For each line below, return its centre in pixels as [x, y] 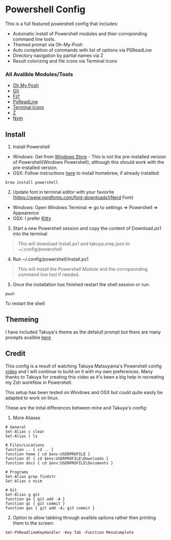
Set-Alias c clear [25, 432]
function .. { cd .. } [29, 450]
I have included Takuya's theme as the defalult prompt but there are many [83, 332]
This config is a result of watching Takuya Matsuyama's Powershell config [84, 366]
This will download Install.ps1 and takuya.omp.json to [74, 244]
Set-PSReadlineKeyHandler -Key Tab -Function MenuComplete [70, 532]
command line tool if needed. [49, 275]
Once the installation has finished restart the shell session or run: [81, 285]
